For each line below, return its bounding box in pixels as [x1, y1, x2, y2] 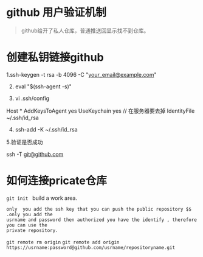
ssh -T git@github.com [6, 150, 64, 158]
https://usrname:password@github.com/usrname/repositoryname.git [6, 244, 175, 250]
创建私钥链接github [6, 51, 105, 65]
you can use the [6, 222, 47, 228]
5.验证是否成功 [6, 138, 43, 146]
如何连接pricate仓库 [6, 174, 108, 188]
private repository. [6, 227, 59, 233]
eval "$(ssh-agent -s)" [15, 83, 72, 90]
